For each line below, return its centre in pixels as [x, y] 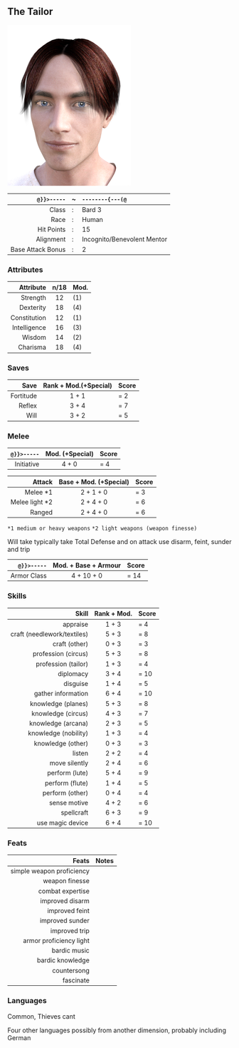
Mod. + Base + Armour [87, 565]
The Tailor [30, 12]
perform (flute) [67, 783]
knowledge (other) [61, 743]
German [19, 1037]
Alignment [51, 239]
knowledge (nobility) [58, 733]
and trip [19, 550]
